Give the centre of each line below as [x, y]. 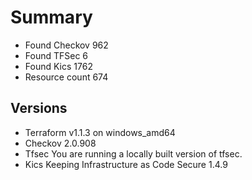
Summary [51, 17]
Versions [39, 108]
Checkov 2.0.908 [60, 143]
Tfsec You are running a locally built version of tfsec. [133, 153]
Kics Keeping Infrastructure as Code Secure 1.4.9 [126, 164]
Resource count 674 [66, 77]
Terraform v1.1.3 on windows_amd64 [100, 132]
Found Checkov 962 [66, 45]
